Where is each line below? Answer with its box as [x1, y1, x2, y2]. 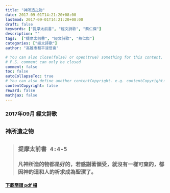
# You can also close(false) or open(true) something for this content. [5, 55, 163, 60]
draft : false [5, 21, 33, 27]
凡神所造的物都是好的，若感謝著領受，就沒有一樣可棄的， [17, 161, 159, 168]
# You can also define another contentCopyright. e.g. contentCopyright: [5, 79, 166, 84]
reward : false [5, 88, 36, 93]
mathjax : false [5, 92, 38, 98]
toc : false [5, 69, 29, 74]
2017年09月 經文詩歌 [5, 110, 57, 117]
